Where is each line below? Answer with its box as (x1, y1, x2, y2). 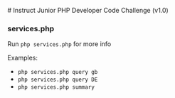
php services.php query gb (17, 69, 98, 76)
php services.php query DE (17, 76, 98, 84)
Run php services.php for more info (7, 40, 112, 48)
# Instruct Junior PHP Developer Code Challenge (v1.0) (7, 6, 169, 14)
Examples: (7, 53, 38, 62)
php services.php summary (17, 84, 95, 91)
